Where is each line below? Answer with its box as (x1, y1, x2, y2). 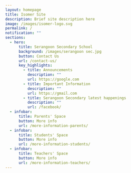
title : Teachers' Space (18, 151, 68, 156)
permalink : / (5, 26, 32, 31)
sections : (5, 35, 26, 40)
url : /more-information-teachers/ (18, 160, 91, 165)
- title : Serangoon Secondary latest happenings (23, 95, 126, 100)
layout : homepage (5, 7, 41, 12)
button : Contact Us (18, 53, 59, 59)
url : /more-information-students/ (18, 142, 91, 147)
